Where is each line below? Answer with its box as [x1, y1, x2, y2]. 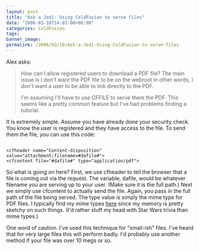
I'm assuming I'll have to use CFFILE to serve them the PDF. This [20, 93, 179, 101]
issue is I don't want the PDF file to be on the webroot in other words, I [20, 76, 193, 83]
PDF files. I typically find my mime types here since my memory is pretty [6, 200, 184, 207]
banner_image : [6, 36, 42, 42]
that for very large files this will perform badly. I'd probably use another [6, 230, 181, 237]
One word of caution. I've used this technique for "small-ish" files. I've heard [6, 224, 194, 231]
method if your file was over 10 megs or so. [6, 236, 112, 244]
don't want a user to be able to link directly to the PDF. [20, 82, 154, 89]
